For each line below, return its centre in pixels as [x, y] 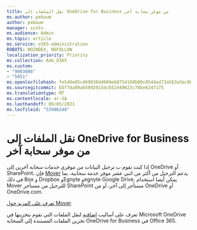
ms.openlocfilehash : [32, 83]
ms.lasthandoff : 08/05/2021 [41, 104]
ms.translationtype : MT [36, 93]
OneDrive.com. [25, 192]
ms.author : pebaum [29, 17]
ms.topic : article [29, 39]
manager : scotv [25, 28]
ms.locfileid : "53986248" [38, 109]
